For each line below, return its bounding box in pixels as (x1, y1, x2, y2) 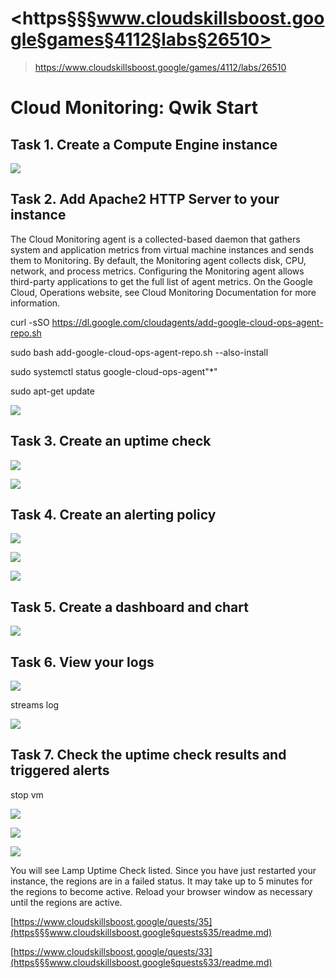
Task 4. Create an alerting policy (10, 506, 217, 523)
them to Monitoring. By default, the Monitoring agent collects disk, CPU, (10, 254, 307, 266)
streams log (10, 699, 60, 711)
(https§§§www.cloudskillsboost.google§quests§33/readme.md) (10, 956, 273, 968)
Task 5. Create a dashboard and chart (10, 598, 249, 616)
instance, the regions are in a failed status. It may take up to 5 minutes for (10, 875, 313, 887)
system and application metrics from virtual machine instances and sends (10, 243, 315, 256)
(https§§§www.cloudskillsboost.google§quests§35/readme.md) (10, 926, 273, 938)
